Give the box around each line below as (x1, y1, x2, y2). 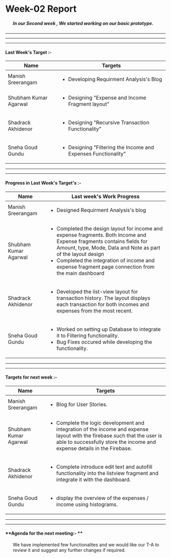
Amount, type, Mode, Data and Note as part (56, 244, 160, 251)
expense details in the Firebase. (56, 444, 132, 451)
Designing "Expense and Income (68, 94, 147, 101)
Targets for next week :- (5, 374, 58, 380)
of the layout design (56, 250, 104, 257)
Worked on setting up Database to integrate (56, 326, 161, 333)
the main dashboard (56, 270, 104, 277)
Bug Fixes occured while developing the (56, 338, 153, 346)
